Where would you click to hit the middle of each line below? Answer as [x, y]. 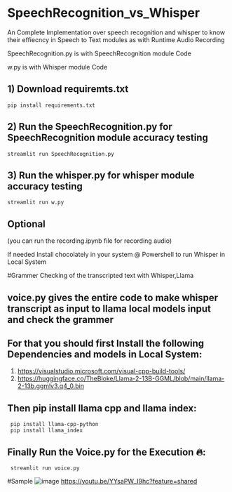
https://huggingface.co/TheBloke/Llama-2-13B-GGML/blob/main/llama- [121, 379]
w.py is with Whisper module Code [57, 67]
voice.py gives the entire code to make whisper [113, 297]
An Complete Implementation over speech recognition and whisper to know [116, 32]
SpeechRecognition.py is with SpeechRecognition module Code [99, 53]
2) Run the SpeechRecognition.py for [90, 127]
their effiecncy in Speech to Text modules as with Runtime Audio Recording [116, 39]
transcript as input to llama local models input [109, 308]
